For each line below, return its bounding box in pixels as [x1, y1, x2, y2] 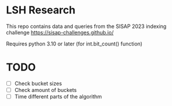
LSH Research [6, 3, 76, 17]
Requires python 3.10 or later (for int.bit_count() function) [6, 40, 143, 47]
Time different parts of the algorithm [14, 93, 102, 100]
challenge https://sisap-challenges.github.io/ [6, 29, 114, 36]
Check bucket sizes [14, 80, 62, 87]
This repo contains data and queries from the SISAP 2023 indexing [6, 23, 167, 30]
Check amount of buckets [14, 86, 77, 93]
